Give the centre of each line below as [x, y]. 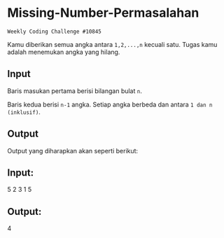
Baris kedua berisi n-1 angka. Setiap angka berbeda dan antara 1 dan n [110, 104]
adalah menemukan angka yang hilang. [64, 52]
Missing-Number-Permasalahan [103, 13]
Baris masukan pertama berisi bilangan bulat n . [75, 91]
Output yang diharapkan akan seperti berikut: [73, 150]
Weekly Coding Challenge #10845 [54, 31]
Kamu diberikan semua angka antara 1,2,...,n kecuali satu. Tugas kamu [112, 44]
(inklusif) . [24, 112]
